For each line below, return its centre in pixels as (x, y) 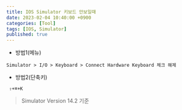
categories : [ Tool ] (31, 23)
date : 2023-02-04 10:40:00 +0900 (49, 18)
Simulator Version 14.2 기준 (55, 101)
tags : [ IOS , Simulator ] (37, 29)
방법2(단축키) (31, 77)
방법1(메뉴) (28, 53)
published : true (27, 35)
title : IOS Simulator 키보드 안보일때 (51, 12)
